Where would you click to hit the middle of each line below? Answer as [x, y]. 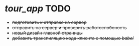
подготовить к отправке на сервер [49, 22]
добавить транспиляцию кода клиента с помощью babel [73, 38]
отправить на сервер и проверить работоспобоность [69, 27]
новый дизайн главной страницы [47, 33]
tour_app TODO [38, 9]
